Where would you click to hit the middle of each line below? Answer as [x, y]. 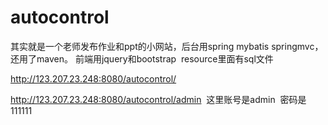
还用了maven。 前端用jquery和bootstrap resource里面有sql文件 [142, 58]
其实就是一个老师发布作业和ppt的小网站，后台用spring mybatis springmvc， [167, 46]
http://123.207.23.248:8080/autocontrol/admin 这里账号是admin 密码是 [158, 99]
